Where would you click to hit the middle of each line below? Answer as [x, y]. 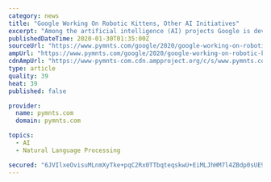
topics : [21, 135]
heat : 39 [23, 83]
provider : [25, 106]
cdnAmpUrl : [27, 61]
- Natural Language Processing [68, 150]
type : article [32, 69]
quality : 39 [28, 76]
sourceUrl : [27, 46]
